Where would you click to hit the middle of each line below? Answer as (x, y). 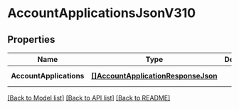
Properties (31, 40)
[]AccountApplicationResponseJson (154, 76)
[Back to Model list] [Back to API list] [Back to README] (89, 98)
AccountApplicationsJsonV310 (102, 13)
